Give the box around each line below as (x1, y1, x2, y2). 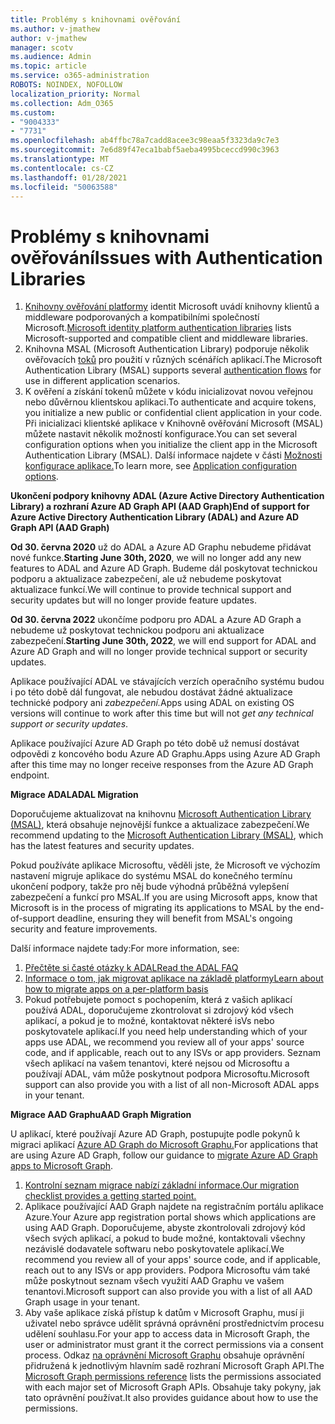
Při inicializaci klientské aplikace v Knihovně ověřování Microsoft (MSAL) (24, 417, 324, 430)
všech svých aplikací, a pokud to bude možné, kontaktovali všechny (24, 1232, 306, 1245)
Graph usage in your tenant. (24, 1296, 141, 1308)
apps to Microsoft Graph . (10, 1160, 114, 1172)
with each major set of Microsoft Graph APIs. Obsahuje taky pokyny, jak (24, 1381, 322, 1393)
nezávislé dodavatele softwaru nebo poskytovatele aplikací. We (24, 1243, 285, 1255)
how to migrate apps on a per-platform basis (24, 983, 209, 995)
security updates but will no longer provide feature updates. (10, 594, 257, 606)
